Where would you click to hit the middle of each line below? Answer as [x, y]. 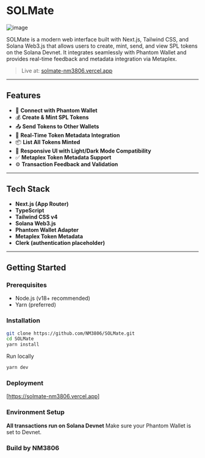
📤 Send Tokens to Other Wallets [57, 126]
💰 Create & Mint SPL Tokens [52, 117]
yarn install [23, 345]
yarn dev [17, 368]
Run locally [20, 356]
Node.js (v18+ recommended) [52, 298]
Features [23, 96]
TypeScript [30, 210]
